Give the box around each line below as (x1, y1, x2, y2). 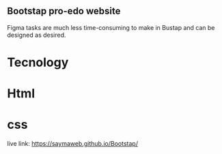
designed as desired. (7, 31, 66, 39)
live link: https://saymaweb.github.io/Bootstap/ (7, 140, 139, 148)
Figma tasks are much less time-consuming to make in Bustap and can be (7, 23, 215, 31)
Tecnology (7, 55, 69, 70)
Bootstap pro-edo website (7, 5, 121, 17)
